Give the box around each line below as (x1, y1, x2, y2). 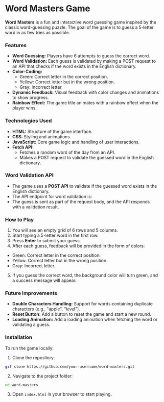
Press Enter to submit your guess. (12, 238, 81, 244)
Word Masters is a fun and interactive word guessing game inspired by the (5, 19, 157, 25)
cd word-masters (5, 382, 38, 387)
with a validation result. (12, 204, 59, 210)
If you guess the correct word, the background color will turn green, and (12, 273, 158, 278)
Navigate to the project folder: (12, 373, 73, 379)
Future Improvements (5, 290, 58, 297)
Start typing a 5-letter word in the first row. (12, 232, 99, 238)
